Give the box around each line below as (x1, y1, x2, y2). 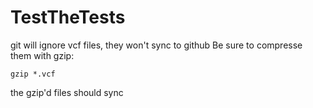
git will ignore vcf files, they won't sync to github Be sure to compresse (10, 39, 303, 51)
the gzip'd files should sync (10, 86, 124, 98)
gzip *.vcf (10, 69, 56, 79)
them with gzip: (10, 49, 75, 61)
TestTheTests (10, 6, 126, 29)
